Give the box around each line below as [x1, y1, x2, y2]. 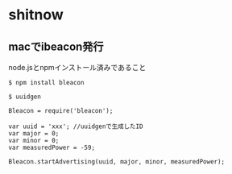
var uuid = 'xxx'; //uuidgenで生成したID [8, 122, 143, 130]
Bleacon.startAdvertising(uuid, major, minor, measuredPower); [8, 158, 226, 166]
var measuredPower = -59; [8, 143, 95, 151]
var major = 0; [8, 130, 60, 138]
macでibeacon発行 [8, 39, 104, 53]
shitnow [8, 6, 64, 24]
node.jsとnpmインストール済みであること [8, 63, 147, 72]
